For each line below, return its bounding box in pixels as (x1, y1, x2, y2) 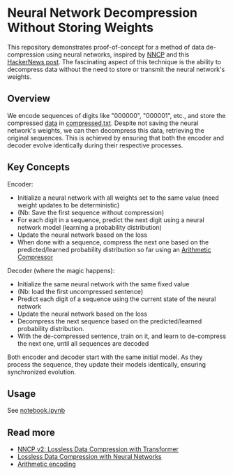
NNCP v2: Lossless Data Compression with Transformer (17, 445, 179, 453)
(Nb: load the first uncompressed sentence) (17, 287, 144, 295)
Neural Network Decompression (7, 5, 197, 21)
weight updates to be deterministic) (17, 200, 120, 209)
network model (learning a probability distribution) (17, 223, 163, 231)
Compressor (17, 253, 54, 261)
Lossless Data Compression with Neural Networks (17, 453, 162, 461)
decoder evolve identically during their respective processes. (7, 141, 183, 149)
